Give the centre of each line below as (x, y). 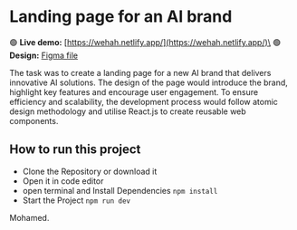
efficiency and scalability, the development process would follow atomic (144, 101)
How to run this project (75, 150)
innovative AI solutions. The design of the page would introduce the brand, (148, 82)
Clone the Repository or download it (90, 171)
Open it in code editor (63, 181)
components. (34, 120)
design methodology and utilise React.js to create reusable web (128, 111)
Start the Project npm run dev (77, 200)
